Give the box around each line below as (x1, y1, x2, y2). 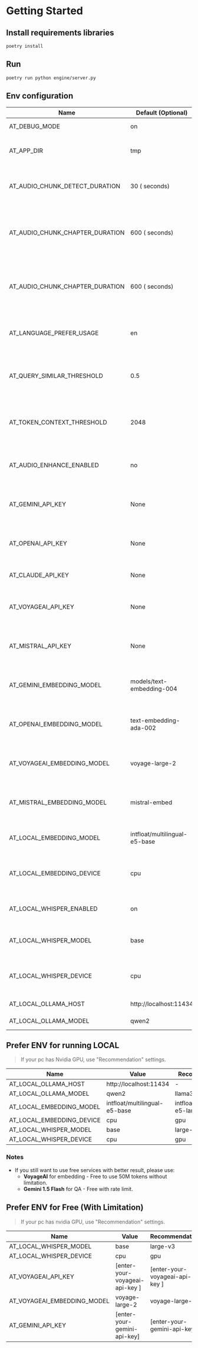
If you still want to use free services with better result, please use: (14, 1166, 175, 1173)
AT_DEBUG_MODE (9, 122, 61, 130)
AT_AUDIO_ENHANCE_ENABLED (9, 461, 99, 469)
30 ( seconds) (130, 182, 170, 190)
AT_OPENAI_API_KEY (9, 539, 68, 547)
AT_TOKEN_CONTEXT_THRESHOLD (9, 418, 107, 426)
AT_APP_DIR (9, 146, 43, 155)
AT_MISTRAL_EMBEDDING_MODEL (9, 798, 107, 807)
